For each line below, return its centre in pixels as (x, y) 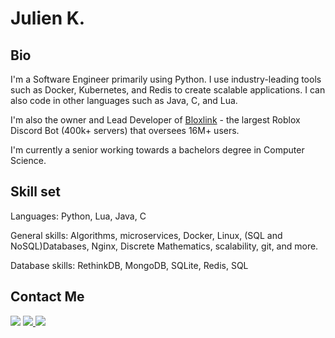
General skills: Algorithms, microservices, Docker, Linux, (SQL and (146, 235)
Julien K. (48, 18)
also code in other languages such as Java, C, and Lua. (124, 100)
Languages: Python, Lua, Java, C (78, 216)
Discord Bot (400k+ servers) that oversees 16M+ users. (125, 130)
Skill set (35, 192)
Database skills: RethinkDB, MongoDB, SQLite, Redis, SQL (129, 265)
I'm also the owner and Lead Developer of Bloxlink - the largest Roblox (155, 120)
